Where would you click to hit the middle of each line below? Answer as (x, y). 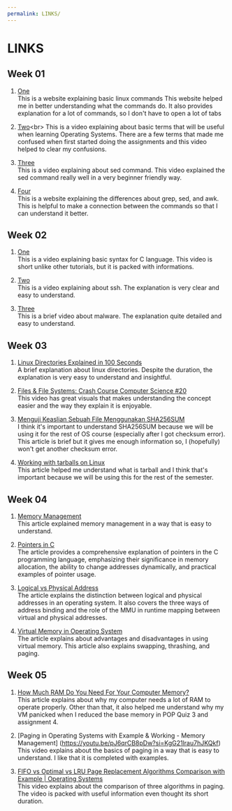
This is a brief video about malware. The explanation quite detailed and (119, 316)
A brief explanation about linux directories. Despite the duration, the (115, 370)
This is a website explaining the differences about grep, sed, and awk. (118, 198)
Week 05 (27, 675)
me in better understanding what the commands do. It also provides (115, 106)
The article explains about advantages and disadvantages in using (113, 639)
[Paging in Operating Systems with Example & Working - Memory (111, 735)
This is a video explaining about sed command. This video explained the (121, 170)
